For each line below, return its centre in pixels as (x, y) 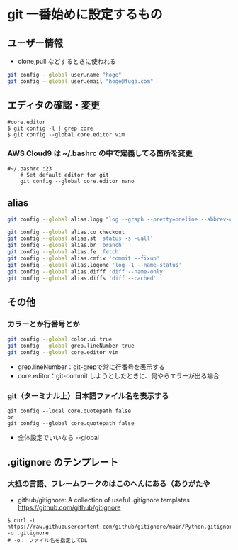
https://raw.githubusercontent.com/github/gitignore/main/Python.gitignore (121, 527)
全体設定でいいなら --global (58, 438)
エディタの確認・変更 (54, 105)
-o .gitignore (28, 533)
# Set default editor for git (65, 175)
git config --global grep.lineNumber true (71, 346)
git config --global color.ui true (60, 339)
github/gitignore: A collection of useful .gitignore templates (103, 500)
